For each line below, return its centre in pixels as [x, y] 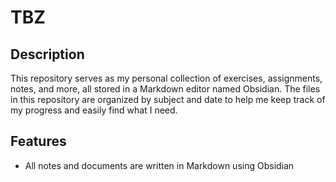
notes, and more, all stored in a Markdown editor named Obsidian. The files [165, 89]
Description [47, 54]
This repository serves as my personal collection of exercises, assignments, [166, 78]
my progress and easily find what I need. [94, 110]
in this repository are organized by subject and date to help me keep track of [168, 99]
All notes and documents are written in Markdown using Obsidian [159, 165]
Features [38, 141]
